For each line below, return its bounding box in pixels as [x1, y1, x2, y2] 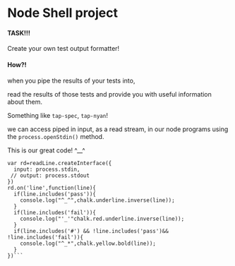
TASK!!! [7, 28, 30, 37]
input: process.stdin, [13, 166, 80, 173]
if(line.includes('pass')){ [13, 191, 97, 198]
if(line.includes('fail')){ [13, 209, 97, 216]
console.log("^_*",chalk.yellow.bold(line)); [20, 240, 157, 247]
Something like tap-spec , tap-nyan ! [7, 111, 108, 119]
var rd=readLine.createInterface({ [7, 159, 112, 167]
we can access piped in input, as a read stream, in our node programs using [7, 125, 229, 133]
